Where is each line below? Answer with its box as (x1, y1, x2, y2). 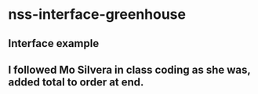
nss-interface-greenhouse (8, 5, 187, 23)
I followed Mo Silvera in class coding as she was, (8, 63, 251, 76)
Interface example (8, 37, 100, 50)
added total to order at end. (8, 75, 144, 89)
